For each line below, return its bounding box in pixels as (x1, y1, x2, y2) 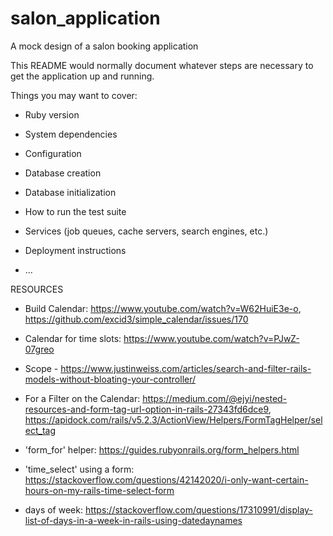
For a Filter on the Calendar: (24, 392, 141, 404)
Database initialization (24, 186, 117, 198)
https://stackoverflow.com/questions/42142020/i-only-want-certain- (24, 473, 309, 486)
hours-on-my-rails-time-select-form (24, 484, 175, 496)
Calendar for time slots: (24, 332, 122, 344)
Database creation (24, 167, 102, 179)
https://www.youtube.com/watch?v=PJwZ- (123, 332, 300, 344)
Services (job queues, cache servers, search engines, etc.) (24, 225, 269, 237)
